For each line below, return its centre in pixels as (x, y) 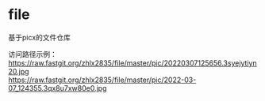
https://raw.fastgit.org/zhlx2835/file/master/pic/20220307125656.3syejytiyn (132, 63)
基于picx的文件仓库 (40, 37)
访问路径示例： (33, 54)
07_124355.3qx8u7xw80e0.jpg (58, 88)
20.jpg (19, 71)
